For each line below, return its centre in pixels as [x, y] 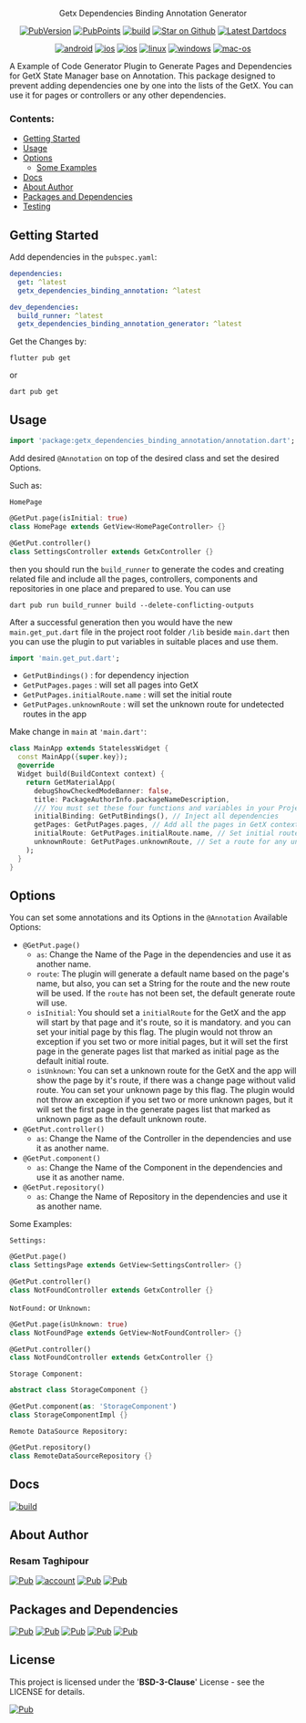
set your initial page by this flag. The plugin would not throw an [154, 1032]
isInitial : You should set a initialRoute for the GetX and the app [161, 1013]
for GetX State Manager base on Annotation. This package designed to [143, 76]
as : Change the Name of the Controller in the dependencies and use [164, 1139]
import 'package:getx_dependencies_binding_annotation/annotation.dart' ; [153, 441]
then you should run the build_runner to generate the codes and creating [147, 569]
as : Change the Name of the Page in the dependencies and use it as [163, 954]
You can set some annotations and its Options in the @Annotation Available [149, 918]
